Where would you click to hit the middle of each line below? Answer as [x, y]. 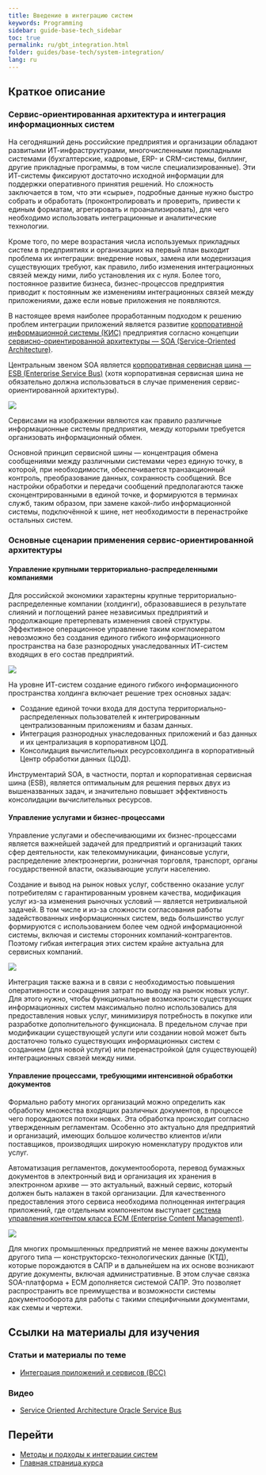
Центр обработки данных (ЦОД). [75, 759]
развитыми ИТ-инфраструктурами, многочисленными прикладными [125, 150]
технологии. [28, 226]
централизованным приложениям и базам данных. [106, 725]
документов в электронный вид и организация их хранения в [112, 1176]
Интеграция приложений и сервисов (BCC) [93, 1372]
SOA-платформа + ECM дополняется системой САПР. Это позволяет [125, 1282]
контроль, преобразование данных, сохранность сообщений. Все [120, 477]
